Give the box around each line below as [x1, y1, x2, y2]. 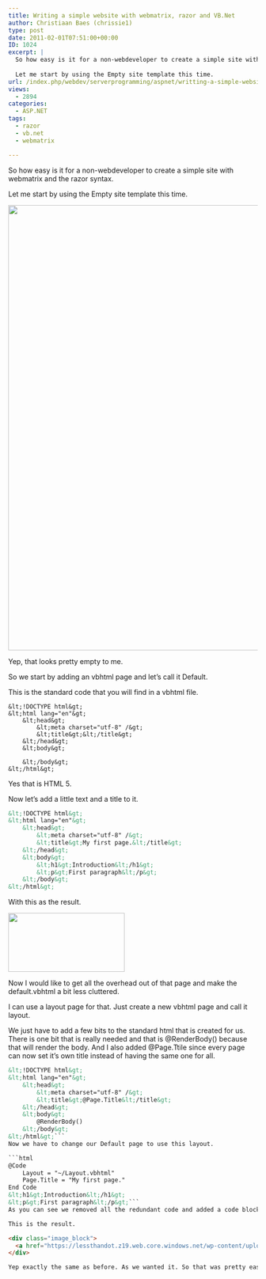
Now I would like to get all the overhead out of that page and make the [8, 978, 237, 988]
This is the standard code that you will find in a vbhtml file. [8, 687, 199, 696]
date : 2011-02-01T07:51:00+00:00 [8, 33, 119, 42]
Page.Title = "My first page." [22, 1176, 126, 1184]
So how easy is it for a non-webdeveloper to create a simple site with [8, 165, 234, 175]
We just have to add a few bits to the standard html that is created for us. [8, 1026, 245, 1035]
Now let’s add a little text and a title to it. [8, 794, 139, 803]
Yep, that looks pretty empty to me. [8, 656, 123, 666]
